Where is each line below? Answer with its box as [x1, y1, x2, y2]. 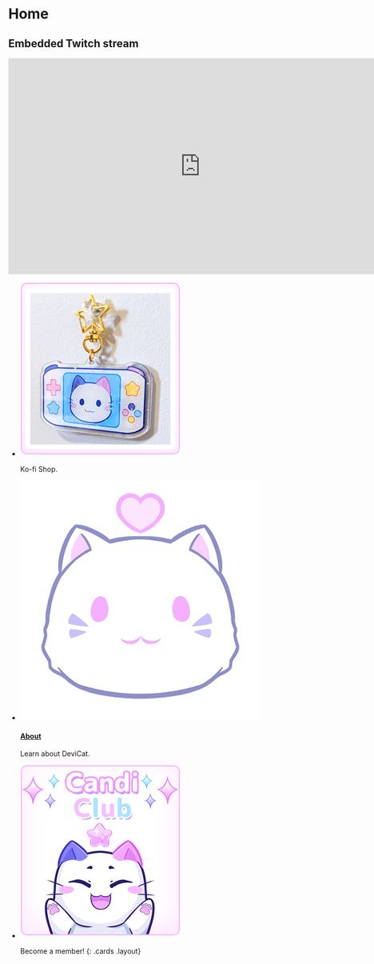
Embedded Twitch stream [8, 37, 139, 50]
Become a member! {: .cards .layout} [19, 946, 141, 956]
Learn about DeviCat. [19, 749, 90, 758]
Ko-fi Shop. [19, 465, 58, 474]
